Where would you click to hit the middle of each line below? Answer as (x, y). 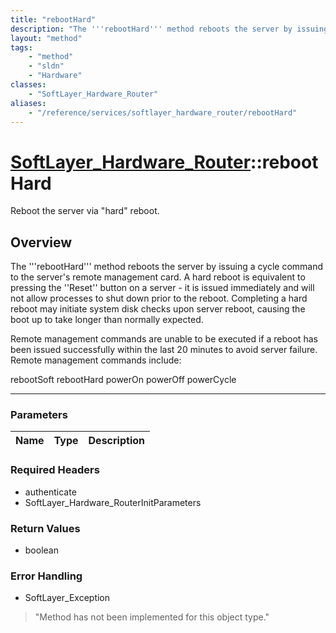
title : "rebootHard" (53, 19)
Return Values (45, 528)
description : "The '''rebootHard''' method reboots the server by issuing (169, 29)
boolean (41, 550)
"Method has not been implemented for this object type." (152, 617)
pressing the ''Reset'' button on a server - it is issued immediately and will (162, 288)
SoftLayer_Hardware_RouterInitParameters (113, 502)
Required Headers (55, 470)
